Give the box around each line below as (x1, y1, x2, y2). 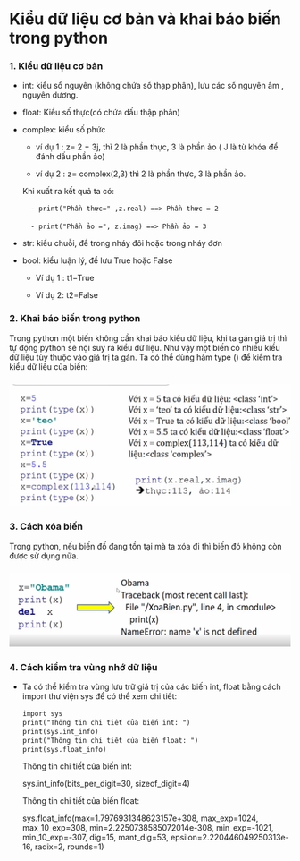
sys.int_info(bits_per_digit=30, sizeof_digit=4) (21, 779, 190, 789)
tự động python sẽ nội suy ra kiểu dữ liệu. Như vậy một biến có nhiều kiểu (9, 342, 281, 353)
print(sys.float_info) (21, 746, 107, 754)
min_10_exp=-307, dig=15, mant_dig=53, (21, 832, 170, 843)
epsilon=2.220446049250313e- (171, 832, 289, 843)
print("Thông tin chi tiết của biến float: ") (21, 737, 199, 746)
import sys (21, 710, 63, 719)
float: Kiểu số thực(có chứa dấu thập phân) (21, 107, 180, 118)
